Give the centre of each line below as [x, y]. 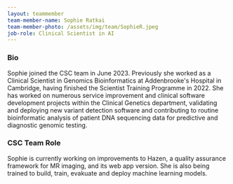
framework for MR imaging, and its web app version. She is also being [108, 166]
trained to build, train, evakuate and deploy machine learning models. [107, 173]
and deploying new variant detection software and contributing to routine [113, 110]
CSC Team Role [34, 143]
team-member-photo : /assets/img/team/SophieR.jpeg [83, 27]
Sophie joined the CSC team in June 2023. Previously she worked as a [109, 73]
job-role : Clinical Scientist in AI [61, 33]
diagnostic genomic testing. [47, 125]
